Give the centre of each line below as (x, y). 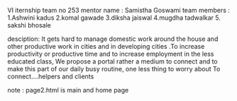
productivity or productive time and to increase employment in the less (111, 54)
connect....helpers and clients (51, 76)
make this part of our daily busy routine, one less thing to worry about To (114, 69)
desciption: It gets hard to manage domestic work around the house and (113, 39)
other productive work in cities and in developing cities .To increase (106, 46)
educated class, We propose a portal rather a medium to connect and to (112, 61)
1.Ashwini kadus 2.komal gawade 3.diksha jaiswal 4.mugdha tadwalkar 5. (114, 18)
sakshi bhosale (29, 25)
